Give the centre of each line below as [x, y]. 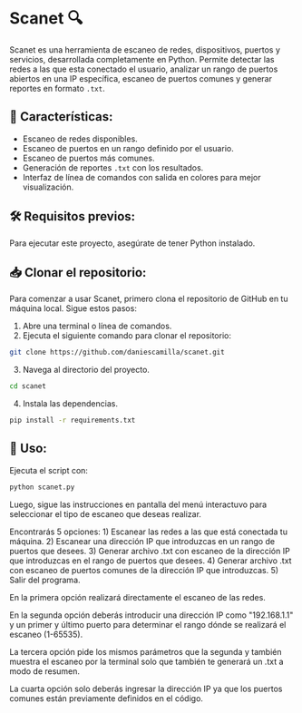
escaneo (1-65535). [46, 634]
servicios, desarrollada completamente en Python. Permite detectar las [142, 59]
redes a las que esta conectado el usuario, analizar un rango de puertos [144, 69]
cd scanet [28, 386]
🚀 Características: [61, 117]
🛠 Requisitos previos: [73, 216]
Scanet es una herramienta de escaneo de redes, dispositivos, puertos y [145, 49]
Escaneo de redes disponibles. [80, 139]
